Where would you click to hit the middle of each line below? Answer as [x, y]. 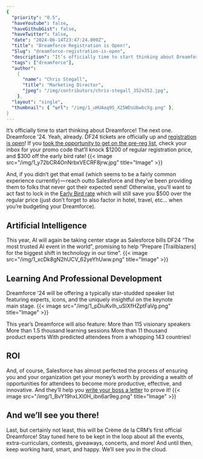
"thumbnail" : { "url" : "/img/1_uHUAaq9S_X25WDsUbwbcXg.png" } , [93, 107]
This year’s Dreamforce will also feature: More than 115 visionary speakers [98, 324]
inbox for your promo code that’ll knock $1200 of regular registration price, [99, 150]
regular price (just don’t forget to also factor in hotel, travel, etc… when [95, 200]
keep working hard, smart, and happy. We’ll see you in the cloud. [87, 449]
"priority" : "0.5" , [36, 18]
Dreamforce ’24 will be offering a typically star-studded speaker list [90, 293]
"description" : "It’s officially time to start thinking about [93, 57]
